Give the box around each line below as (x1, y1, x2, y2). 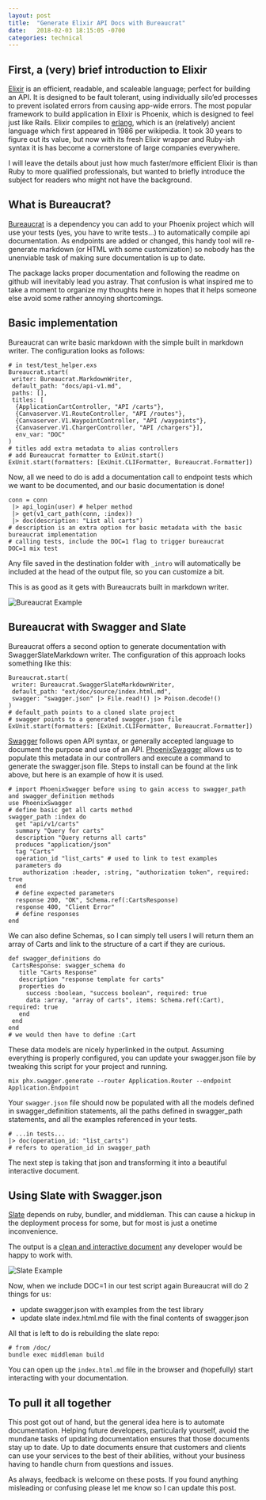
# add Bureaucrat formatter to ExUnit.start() (8, 451, 165, 460)
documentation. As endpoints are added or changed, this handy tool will (8, 235, 244, 246)
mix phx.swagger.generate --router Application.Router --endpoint (8, 1077, 232, 1085)
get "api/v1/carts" (15, 819, 80, 828)
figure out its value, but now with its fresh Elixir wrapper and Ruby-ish (8, 135, 235, 144)
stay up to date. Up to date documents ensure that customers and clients (8, 1443, 247, 1452)
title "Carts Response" (18, 968, 97, 976)
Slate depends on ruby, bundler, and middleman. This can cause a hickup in (8, 1210, 256, 1219)
